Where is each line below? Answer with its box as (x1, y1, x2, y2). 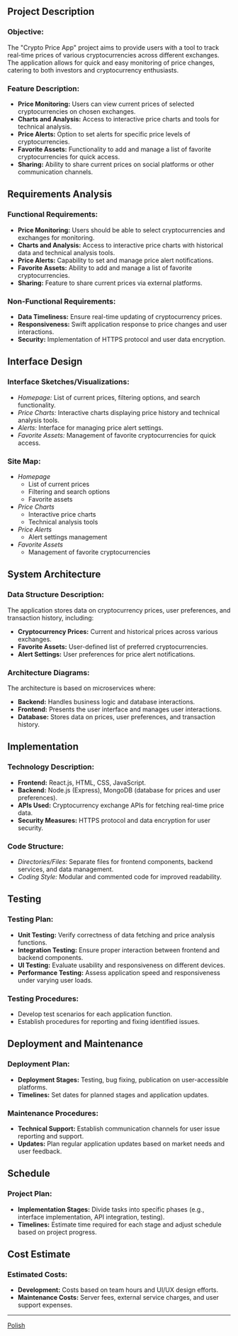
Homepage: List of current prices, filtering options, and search (17, 393, 200, 402)
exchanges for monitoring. (17, 233, 95, 242)
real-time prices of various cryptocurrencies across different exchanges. (7, 50, 220, 59)
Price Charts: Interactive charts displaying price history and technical (17, 408, 220, 416)
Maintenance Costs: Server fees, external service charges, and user (17, 1293, 220, 1302)
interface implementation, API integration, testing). (17, 1212, 165, 1221)
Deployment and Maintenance (7, 1038, 144, 1050)
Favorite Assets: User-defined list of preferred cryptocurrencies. (17, 642, 208, 651)
